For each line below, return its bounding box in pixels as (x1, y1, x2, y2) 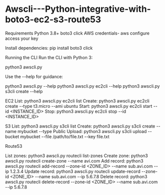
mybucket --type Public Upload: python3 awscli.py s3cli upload (17, 128, 147, 134)
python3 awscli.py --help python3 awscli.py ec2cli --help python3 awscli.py (5, 83, 160, 89)
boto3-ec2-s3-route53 (5, 14, 101, 25)
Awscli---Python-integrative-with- (5, 3, 151, 15)
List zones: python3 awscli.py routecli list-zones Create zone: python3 (5, 153, 148, 159)
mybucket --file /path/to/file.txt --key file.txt (20, 133, 110, 139)
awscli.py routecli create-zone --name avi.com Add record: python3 (5, 158, 144, 163)
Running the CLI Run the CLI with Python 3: (5, 54, 93, 60)
